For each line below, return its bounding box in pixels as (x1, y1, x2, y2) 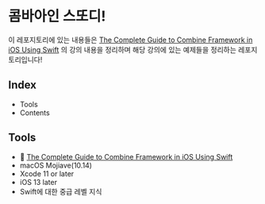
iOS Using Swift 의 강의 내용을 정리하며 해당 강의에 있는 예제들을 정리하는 (8, 44, 236, 54)
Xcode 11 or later (19, 168, 75, 179)
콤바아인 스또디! (8, 7, 106, 25)
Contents (19, 108, 50, 117)
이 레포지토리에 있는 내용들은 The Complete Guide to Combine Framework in (8, 35, 253, 44)
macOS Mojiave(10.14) (19, 160, 93, 170)
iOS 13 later (19, 177, 58, 187)
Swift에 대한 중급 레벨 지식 (19, 187, 102, 196)
